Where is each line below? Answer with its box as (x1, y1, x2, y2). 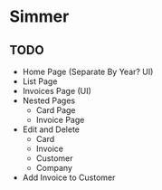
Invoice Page (35, 115, 85, 125)
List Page (22, 76, 58, 87)
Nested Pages (22, 95, 75, 106)
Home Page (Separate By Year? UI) (22, 66, 154, 77)
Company (35, 163, 72, 173)
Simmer (9, 6, 70, 27)
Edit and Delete (22, 124, 80, 135)
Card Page (35, 105, 76, 115)
